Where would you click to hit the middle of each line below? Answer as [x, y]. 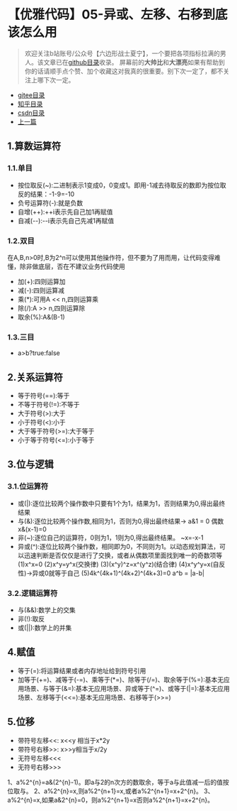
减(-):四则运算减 [41, 290]
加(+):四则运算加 [41, 281]
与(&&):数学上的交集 [47, 610]
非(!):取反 [31, 619]
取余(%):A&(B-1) [41, 317]
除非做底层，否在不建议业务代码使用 [72, 266]
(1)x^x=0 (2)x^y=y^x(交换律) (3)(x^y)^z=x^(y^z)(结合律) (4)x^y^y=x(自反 [121, 564]
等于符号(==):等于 [44, 396]
